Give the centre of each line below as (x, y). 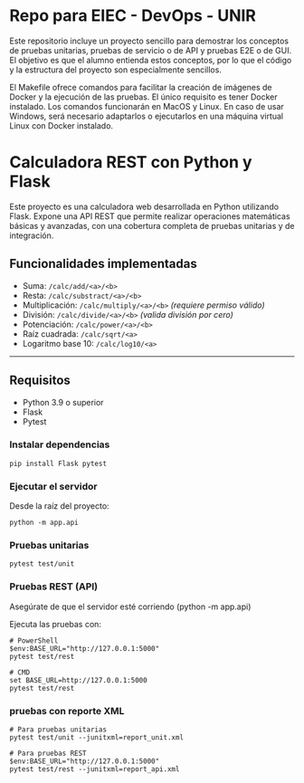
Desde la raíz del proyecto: (60, 506)
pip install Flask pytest (58, 463)
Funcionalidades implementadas (103, 264)
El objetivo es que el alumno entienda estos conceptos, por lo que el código (151, 60)
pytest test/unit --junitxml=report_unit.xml (96, 737)
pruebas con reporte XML (67, 711)
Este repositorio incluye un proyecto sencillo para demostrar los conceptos (149, 41)
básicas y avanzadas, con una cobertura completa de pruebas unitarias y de (152, 225)
